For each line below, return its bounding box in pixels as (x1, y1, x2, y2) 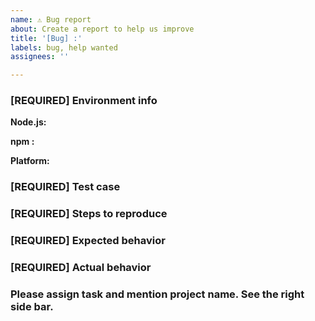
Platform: (10, 155, 50, 167)
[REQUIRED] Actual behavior (10, 261, 152, 275)
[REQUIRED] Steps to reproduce (10, 207, 168, 221)
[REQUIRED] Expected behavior (10, 234, 166, 248)
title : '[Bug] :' (10, 33, 83, 43)
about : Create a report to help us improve (10, 24, 195, 34)
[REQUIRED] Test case (10, 180, 121, 194)
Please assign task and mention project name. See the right (10, 287, 305, 301)
